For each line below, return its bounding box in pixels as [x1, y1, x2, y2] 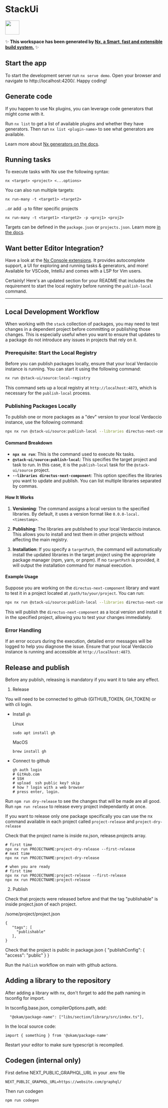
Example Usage [5, 574, 38, 580]
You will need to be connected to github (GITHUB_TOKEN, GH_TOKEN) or [5, 696, 156, 702]
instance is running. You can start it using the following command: [5, 366, 141, 372]
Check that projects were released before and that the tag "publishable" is [5, 896, 158, 902]
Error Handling [5, 626, 41, 633]
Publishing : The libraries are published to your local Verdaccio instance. [12, 526, 161, 532]
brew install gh [12, 749, 46, 754]
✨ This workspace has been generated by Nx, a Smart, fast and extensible [5, 39, 163, 45]
